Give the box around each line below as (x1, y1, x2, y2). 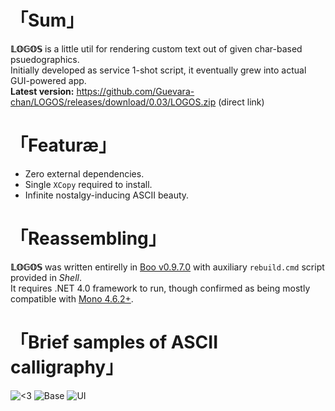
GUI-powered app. (10, 74, 87, 86)
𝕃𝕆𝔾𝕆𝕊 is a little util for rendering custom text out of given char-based (10, 42, 303, 55)
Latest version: (10, 85, 75, 97)
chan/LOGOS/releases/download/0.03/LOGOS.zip (10, 96, 217, 108)
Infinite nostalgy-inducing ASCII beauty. (24, 189, 190, 201)
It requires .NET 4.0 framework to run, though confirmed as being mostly (10, 282, 311, 294)
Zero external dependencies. (24, 167, 145, 180)
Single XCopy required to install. (24, 178, 153, 190)
